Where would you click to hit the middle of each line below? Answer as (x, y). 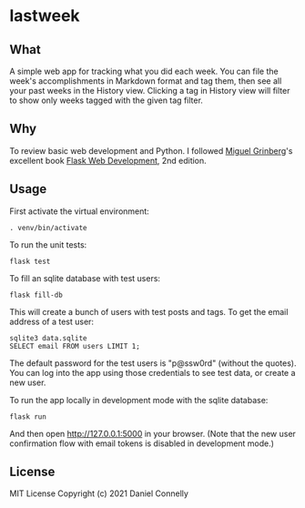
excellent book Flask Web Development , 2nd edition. (108, 160)
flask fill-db (36, 295)
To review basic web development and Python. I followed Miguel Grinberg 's (151, 150)
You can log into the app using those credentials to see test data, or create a (152, 372)
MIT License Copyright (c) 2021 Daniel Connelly (99, 493)
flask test (30, 261)
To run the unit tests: (48, 244)
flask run (28, 417)
